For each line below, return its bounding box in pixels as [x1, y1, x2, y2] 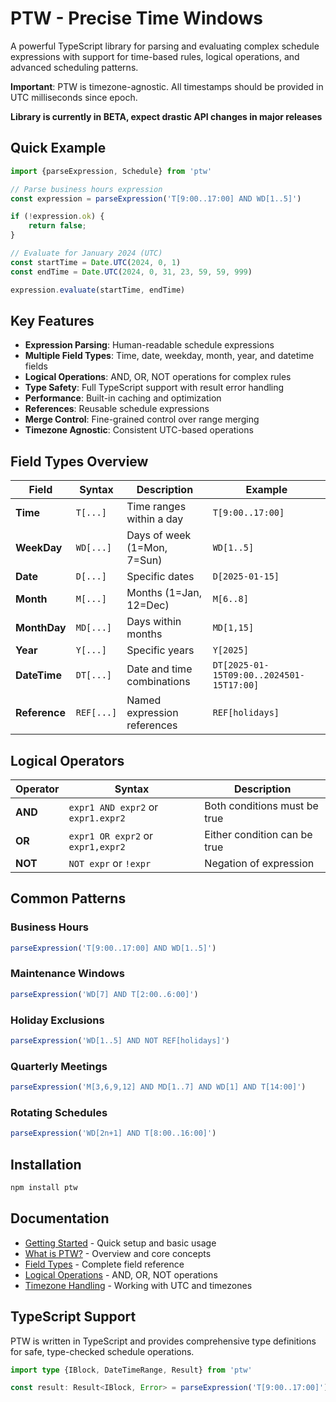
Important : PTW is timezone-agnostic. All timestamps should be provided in [10, 80, 324, 92]
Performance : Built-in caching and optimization [24, 392, 222, 404]
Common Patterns [10, 890, 127, 907]
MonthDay [15, 621, 67, 635]
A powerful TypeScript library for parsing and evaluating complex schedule [10, 40, 320, 52]
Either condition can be [204, 827, 313, 841]
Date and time [126, 662, 193, 676]
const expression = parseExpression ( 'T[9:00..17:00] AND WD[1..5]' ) [10, 193, 302, 204]
